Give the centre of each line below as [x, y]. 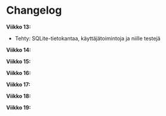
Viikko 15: [19, 61]
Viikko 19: [19, 107]
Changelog [34, 10]
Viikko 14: [19, 50]
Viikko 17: [19, 84]
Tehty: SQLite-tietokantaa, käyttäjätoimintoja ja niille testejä [87, 38]
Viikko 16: [19, 73]
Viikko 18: [19, 96]
